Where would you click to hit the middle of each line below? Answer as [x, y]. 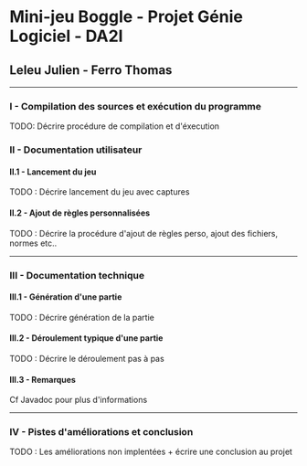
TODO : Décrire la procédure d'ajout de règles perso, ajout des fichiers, [144, 233]
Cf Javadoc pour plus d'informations [79, 400]
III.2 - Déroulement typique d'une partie [86, 338]
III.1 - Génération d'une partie [66, 297]
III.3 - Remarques [42, 379]
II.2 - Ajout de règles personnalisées [80, 213]
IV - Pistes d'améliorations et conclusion [101, 432]
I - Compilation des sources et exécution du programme [136, 106]
